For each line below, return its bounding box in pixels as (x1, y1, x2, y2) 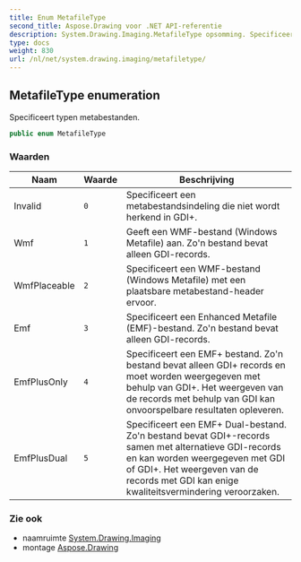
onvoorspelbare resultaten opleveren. (125, 403, 284, 416)
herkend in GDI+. (125, 211, 198, 223)
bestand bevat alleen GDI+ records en (125, 359, 286, 371)
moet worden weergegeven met (125, 369, 261, 382)
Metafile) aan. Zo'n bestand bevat (125, 237, 269, 249)
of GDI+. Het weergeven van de (125, 463, 259, 475)
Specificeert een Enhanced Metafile (125, 310, 278, 323)
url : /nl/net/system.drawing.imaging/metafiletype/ (9, 55, 206, 64)
